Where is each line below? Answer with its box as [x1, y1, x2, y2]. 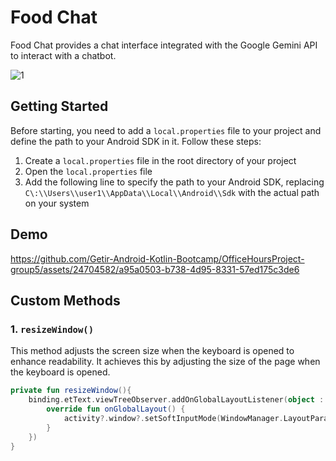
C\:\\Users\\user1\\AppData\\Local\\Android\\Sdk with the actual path [24, 186, 320, 198]
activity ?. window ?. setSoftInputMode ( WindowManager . [63, 413, 284, 423]
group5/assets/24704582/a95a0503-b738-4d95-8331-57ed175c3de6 [10, 263, 300, 275]
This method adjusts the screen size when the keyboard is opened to [10, 345, 295, 357]
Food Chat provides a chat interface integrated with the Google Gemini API [10, 39, 318, 51]
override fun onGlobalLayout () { [46, 404, 186, 414]
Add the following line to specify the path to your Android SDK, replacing [24, 176, 325, 188]
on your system [24, 197, 90, 209]
